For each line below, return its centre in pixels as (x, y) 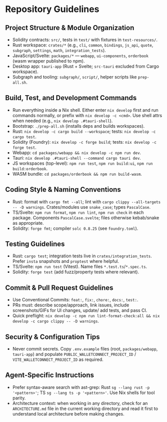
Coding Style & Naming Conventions (63, 189)
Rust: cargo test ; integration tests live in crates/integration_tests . (82, 256)
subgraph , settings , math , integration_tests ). (59, 50)
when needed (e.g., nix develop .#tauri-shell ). (62, 121)
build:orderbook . (30, 168)
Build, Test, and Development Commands (71, 98)
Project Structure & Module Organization (70, 28)
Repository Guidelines (52, 9)
